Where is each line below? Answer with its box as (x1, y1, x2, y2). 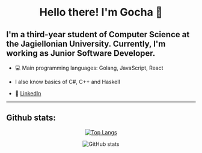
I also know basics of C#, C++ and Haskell (14, 78, 120, 85)
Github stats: (6, 113, 56, 123)
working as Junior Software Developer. (6, 48, 156, 58)
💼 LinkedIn (14, 90, 41, 97)
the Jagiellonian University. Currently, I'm (6, 38, 166, 49)
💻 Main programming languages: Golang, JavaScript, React (14, 64, 164, 71)
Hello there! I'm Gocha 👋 (39, 5, 163, 19)
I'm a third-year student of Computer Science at (6, 29, 190, 40)
